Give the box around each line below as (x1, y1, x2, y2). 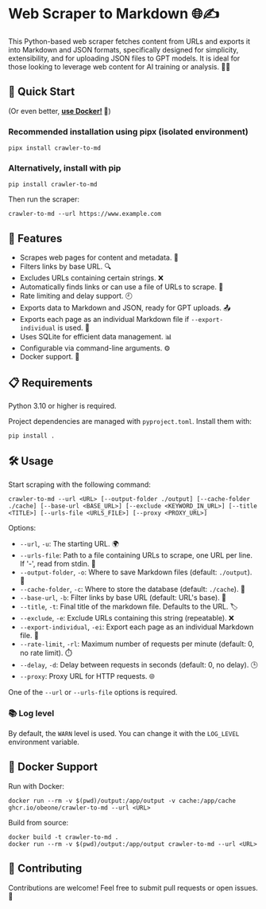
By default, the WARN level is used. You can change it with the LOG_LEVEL (8, 729, 240, 739)
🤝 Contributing (8, 862, 83, 876)
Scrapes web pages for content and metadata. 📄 (19, 253, 179, 262)
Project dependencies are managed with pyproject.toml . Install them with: (8, 416, 253, 425)
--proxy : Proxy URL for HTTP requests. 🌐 (19, 671, 156, 680)
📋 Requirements (8, 376, 93, 390)
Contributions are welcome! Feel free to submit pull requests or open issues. (8, 883, 258, 892)
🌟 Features (8, 231, 63, 245)
